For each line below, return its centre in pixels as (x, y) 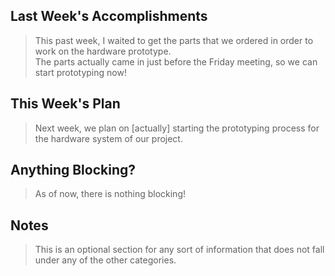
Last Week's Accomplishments (109, 16)
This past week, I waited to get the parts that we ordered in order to (174, 40)
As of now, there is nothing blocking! (110, 194)
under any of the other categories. (105, 260)
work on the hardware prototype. (103, 51)
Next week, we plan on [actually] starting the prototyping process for (177, 128)
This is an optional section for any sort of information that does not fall (179, 250)
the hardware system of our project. (108, 138)
